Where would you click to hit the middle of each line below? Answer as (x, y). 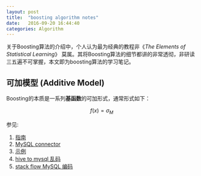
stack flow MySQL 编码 (44, 166)
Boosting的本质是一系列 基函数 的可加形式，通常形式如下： (78, 99)
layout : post (23, 12)
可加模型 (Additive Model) (55, 83)
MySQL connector (38, 144)
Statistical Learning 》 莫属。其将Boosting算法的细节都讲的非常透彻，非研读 (101, 54)
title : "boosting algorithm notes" (52, 18)
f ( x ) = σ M (102, 111)
